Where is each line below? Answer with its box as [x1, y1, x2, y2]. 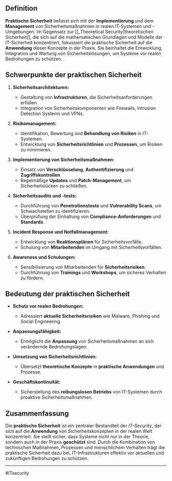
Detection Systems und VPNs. [20, 110, 84, 117]
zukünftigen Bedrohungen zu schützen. [5, 455, 89, 462]
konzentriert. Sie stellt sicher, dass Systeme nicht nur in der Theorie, [5, 433, 150, 440]
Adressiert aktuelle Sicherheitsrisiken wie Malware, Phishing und [20, 313, 160, 319]
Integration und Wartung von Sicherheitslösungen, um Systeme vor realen [5, 50, 161, 56]
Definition [5, 4, 37, 13]
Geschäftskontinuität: [12, 379, 60, 385]
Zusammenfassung [5, 409, 69, 418]
